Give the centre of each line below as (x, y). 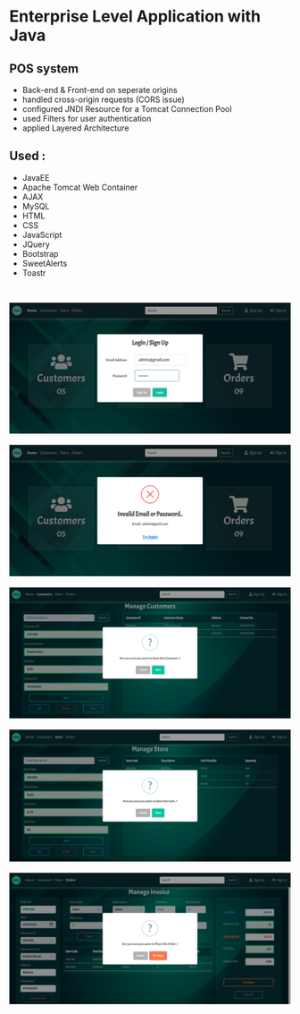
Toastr (34, 273)
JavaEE (36, 177)
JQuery (36, 244)
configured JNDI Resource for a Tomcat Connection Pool (127, 109)
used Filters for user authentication (87, 119)
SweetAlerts (45, 263)
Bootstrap (40, 253)
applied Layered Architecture (75, 128)
